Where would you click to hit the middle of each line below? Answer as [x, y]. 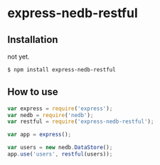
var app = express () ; [39, 135]
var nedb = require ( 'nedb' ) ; [50, 115]
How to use [33, 92]
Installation [33, 40]
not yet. [18, 56]
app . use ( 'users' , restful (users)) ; [60, 154]
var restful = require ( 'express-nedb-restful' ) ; [81, 122]
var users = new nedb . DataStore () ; [60, 148]
